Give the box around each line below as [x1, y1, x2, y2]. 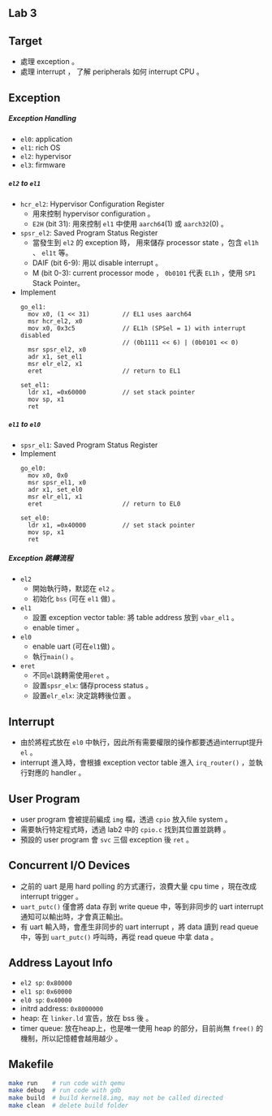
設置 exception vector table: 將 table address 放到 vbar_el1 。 [32, 613, 240, 623]
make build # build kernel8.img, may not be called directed [8, 1094, 223, 1102]
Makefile [8, 1058, 54, 1071]
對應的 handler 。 [27, 768, 86, 778]
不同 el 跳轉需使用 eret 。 [32, 670, 114, 680]
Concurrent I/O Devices [8, 859, 131, 873]
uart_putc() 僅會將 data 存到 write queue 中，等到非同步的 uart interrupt [19, 901, 264, 911]
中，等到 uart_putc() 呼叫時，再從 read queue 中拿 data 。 [19, 932, 218, 941]
